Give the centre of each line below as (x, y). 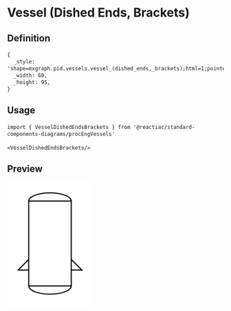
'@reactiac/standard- (164, 127)
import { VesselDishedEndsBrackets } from (69, 127)
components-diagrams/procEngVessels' (61, 134)
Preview (25, 169)
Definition (29, 38)
